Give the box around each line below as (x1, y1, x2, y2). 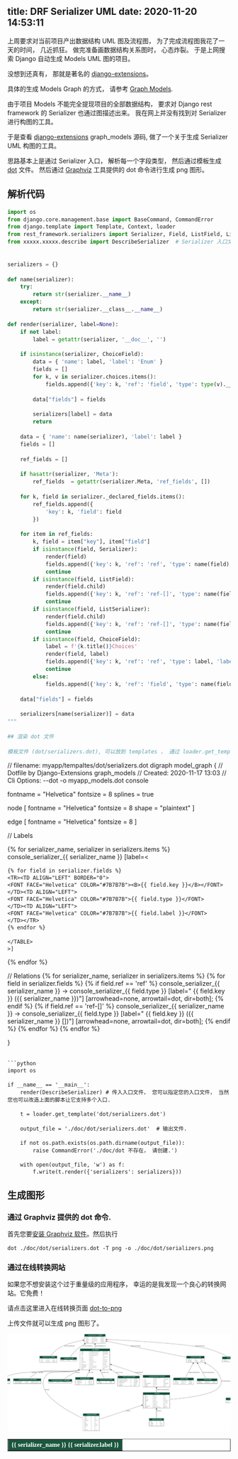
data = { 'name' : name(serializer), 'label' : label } (20, 433, 182, 440)
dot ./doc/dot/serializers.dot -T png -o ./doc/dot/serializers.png (7, 1245, 214, 1252)
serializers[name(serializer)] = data (20, 711, 135, 718)
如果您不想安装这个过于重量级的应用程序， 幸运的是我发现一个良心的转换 (7, 1280, 220, 1288)
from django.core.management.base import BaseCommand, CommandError (7, 216, 214, 223)
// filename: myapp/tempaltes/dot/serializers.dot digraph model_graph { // (7, 760, 223, 770)
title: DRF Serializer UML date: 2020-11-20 (7, 6, 198, 18)
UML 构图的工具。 (7, 141, 60, 150)
